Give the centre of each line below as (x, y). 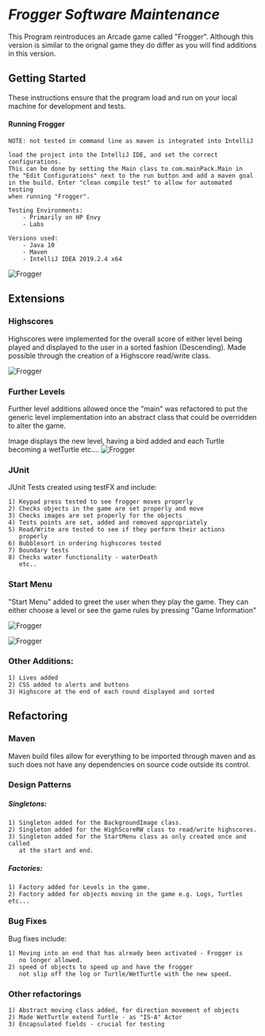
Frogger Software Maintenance (114, 15)
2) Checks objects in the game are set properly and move (106, 509)
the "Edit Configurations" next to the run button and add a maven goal (131, 175)
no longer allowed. (51, 960)
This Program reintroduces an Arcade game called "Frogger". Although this (131, 37)
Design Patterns (40, 785)
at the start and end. (56, 851)
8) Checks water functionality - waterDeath (83, 557)
